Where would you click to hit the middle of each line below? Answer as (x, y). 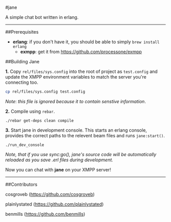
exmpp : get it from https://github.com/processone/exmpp (81, 52)
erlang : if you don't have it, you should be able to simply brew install (86, 42)
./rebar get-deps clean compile (39, 120)
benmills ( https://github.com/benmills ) (45, 214)
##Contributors (21, 184)
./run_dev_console (25, 145)
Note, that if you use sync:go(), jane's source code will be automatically (81, 154)
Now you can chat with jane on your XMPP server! (58, 169)
